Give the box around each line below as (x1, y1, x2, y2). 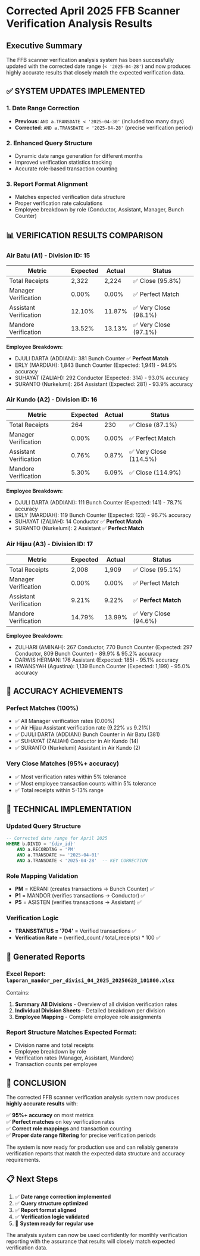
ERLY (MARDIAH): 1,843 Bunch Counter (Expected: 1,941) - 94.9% (14, 361, 177, 369)
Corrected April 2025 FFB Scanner (6, 4, 180, 18)
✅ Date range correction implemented (14, 1193, 111, 1200)
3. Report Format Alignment (6, 180, 88, 188)
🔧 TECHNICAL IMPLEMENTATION (6, 804, 132, 814)
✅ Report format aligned (14, 1206, 77, 1213)
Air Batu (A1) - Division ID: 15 (6, 251, 90, 260)
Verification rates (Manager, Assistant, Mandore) (14, 1054, 135, 1061)
